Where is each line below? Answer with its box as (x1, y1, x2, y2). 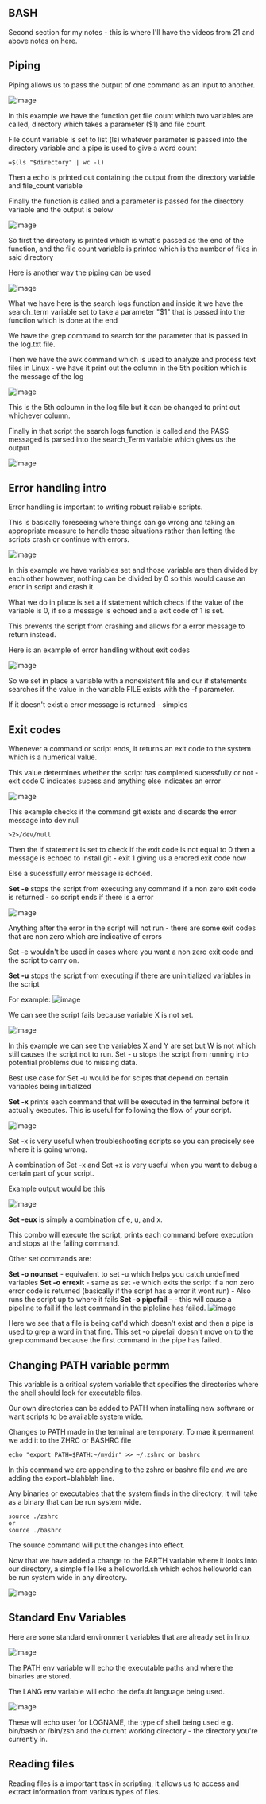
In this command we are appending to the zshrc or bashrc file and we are (8, 1465, 248, 1474)
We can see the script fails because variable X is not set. (8, 1010, 194, 1020)
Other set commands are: (8, 1254, 92, 1264)
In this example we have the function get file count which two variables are (8, 110, 253, 120)
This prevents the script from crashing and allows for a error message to (8, 621, 245, 631)
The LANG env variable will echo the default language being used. (8, 1686, 225, 1696)
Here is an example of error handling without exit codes (8, 645, 191, 655)
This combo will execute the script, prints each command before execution (8, 1230, 253, 1240)
